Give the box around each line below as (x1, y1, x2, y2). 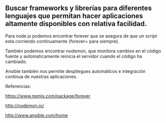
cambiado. (5, 58, 28, 64)
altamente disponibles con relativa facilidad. (5, 19, 147, 28)
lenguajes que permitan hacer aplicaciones (5, 12, 143, 20)
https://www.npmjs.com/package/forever (5, 92, 91, 99)
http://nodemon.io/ (5, 102, 44, 108)
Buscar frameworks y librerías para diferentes (5, 4, 152, 12)
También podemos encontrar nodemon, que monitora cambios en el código (5, 47, 161, 54)
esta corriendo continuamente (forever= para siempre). (5, 38, 119, 44)
